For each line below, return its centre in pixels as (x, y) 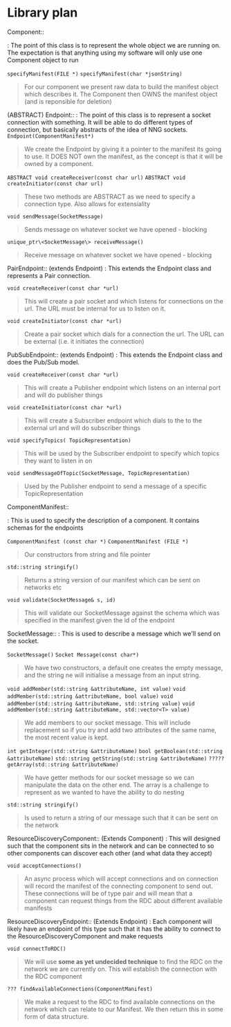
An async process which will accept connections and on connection (121, 878)
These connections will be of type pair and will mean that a (108, 893)
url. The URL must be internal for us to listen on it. (95, 308)
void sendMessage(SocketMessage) (55, 216)
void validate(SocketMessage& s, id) (62, 600)
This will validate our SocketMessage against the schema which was (122, 613)
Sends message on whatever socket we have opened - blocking (115, 229)
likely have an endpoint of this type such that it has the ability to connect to (114, 929)
